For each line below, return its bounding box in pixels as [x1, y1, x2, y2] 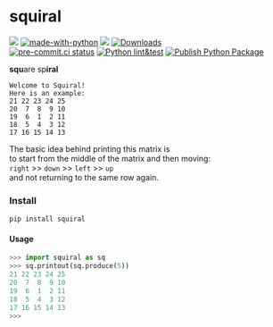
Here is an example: [9, 88, 87, 97]
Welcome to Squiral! [9, 80, 87, 90]
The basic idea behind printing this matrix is [9, 143, 170, 154]
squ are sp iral [9, 63, 59, 74]
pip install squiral [9, 214, 87, 224]
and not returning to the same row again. [9, 172, 159, 182]
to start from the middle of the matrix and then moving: [9, 153, 211, 163]
